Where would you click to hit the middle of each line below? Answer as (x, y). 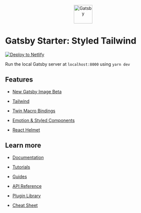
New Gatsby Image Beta (37, 91)
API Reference (27, 186)
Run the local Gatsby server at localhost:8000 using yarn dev (68, 64)
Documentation (28, 157)
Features (19, 80)
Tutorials (21, 167)
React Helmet (26, 130)
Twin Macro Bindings (34, 111)
